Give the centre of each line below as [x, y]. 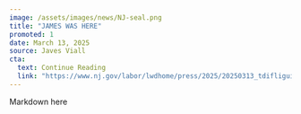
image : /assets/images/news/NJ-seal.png [86, 18]
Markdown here [39, 101]
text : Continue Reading [61, 68]
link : [28, 76]
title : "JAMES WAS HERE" [56, 26]
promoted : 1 [31, 34]
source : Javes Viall [48, 51]
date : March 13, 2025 [50, 43]
